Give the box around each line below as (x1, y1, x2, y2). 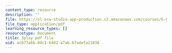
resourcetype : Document (5, 31, 56, 36)
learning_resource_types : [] (5, 26, 68, 31)
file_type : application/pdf (5, 21, 66, 27)
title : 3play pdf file (5, 36, 54, 41)
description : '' (5, 12, 40, 17)
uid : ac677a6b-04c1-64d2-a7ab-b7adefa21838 (5, 40, 100, 45)
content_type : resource (5, 7, 56, 13)
